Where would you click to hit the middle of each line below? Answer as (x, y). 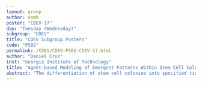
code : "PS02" (23, 45)
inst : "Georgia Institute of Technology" (59, 62)
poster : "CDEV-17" (29, 23)
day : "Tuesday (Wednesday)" (41, 28)
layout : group (24, 12)
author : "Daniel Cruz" (35, 56)
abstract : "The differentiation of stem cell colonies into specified (96, 73)
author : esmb (23, 17)
